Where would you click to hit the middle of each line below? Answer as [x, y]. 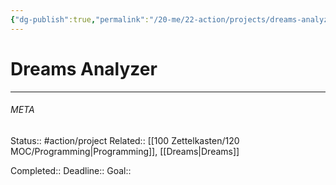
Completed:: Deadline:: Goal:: [71, 170]
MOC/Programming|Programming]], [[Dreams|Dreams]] [125, 151]
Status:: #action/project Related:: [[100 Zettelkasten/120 [125, 140]
